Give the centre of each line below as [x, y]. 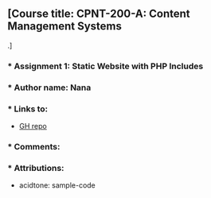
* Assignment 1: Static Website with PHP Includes [105, 66]
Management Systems [65, 27]
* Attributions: [36, 168]
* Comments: [34, 146]
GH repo [33, 126]
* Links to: [28, 109]
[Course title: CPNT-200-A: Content [99, 14]
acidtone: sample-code [57, 185]
